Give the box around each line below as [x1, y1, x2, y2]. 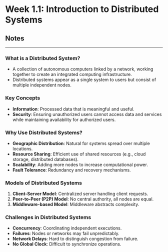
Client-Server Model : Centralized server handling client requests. [12, 191, 148, 197]
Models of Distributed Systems [5, 179, 82, 186]
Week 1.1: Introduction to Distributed [5, 3, 159, 15]
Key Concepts [5, 94, 40, 101]
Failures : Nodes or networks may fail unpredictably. [12, 230, 120, 236]
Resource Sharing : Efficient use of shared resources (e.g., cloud [12, 151, 146, 157]
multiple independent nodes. [12, 82, 71, 88]
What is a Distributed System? [5, 54, 80, 61]
